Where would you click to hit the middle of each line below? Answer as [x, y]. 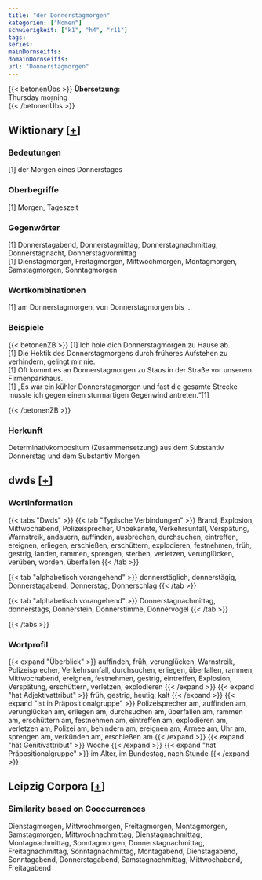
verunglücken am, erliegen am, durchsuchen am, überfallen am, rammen [126, 711]
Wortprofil [28, 644]
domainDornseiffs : [38, 60]
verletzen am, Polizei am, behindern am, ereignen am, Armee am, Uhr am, [127, 728]
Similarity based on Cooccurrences [77, 808]
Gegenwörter [34, 227]
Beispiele [26, 328]
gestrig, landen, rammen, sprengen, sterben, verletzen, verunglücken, [121, 553]
